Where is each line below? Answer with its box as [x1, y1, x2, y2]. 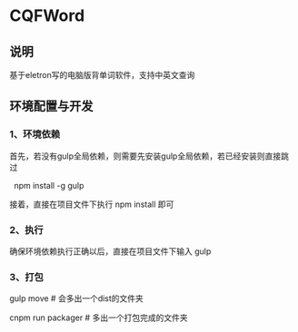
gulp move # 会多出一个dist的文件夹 [9, 293, 144, 304]
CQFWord [9, 5, 85, 26]
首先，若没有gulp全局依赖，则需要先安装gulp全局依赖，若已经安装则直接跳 [9, 151, 289, 161]
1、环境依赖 [9, 128, 61, 141]
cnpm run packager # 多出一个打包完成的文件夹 [9, 312, 188, 323]
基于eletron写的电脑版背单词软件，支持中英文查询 [9, 70, 195, 80]
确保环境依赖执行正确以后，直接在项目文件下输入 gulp [9, 246, 212, 257]
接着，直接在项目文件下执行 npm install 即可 [9, 199, 174, 210]
